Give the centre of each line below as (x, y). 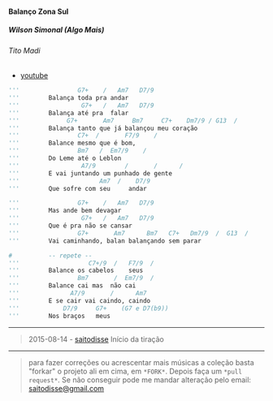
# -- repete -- (50, 256)
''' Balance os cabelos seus (76, 271)
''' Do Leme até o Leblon (65, 158)
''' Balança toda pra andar (69, 98)
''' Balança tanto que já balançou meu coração (103, 128)
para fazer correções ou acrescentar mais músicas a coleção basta (141, 362)
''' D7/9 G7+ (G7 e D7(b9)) (89, 308)
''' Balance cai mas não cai (72, 286)
